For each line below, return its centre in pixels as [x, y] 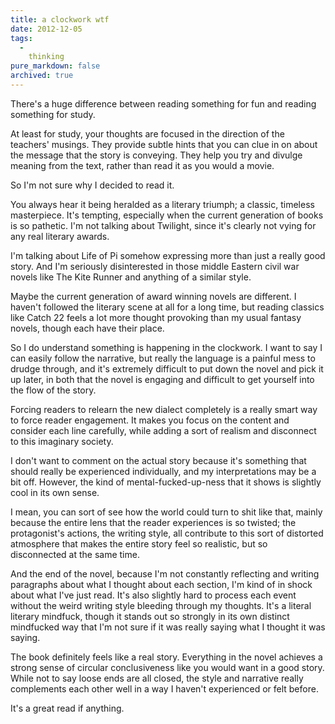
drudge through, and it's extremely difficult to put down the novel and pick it [167, 368]
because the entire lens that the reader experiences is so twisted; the [153, 522]
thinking [46, 57]
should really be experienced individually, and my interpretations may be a [163, 471]
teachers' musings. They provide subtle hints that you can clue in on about [164, 144]
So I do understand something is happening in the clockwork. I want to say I [166, 347]
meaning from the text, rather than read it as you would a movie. [142, 165]
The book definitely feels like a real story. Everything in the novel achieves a [166, 657]
